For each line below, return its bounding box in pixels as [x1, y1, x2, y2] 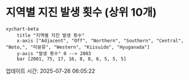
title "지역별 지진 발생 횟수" [17, 32, 85, 38]
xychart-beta [6, 25, 39, 32]
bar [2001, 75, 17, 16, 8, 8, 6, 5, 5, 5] [17, 56, 127, 62]
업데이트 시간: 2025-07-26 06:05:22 [6, 67, 95, 75]
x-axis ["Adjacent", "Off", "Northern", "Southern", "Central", [17, 38, 184, 44]
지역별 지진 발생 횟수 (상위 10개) [6, 5, 157, 19]
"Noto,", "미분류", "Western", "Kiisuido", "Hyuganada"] [6, 44, 150, 50]
